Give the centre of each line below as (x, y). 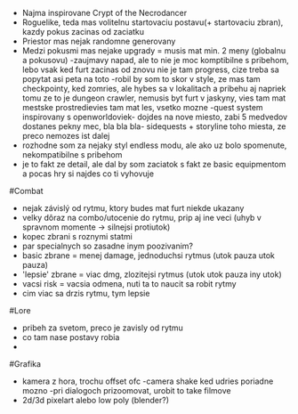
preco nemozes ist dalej (66, 136)
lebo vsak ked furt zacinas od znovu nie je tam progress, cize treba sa (151, 69)
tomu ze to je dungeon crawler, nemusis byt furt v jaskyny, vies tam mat (154, 98)
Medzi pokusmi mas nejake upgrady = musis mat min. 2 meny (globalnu (154, 51)
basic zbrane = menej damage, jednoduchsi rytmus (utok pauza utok (149, 256)
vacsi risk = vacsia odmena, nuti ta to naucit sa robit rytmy (129, 284)
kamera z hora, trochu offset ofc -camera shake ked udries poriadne (148, 381)
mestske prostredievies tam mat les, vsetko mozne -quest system (143, 107)
